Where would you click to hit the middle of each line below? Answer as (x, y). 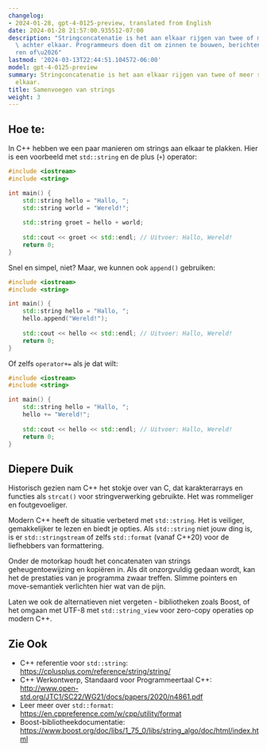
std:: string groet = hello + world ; (83, 223)
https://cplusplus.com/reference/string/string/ (95, 671)
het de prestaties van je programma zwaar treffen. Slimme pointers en (123, 578)
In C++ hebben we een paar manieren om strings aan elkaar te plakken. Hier (133, 149)
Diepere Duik (41, 469)
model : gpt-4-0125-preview (53, 68)
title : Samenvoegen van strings (62, 89)
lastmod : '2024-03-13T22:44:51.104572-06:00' (85, 60)
